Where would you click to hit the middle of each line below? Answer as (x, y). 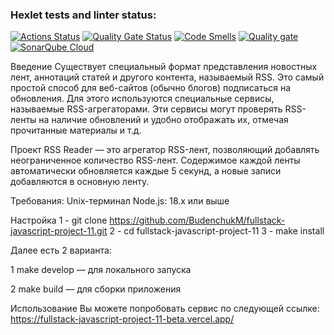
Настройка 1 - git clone (59, 220)
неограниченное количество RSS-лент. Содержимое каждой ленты (155, 160)
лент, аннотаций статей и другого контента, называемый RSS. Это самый (167, 77)
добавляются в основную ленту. (80, 182)
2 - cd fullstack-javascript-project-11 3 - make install (217, 231)
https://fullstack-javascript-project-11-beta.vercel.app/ (122, 319)
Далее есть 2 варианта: (61, 250)
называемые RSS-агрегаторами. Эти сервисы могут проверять (146, 109)
